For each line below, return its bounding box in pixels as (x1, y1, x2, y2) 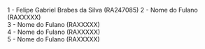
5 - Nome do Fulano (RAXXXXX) (7, 35, 100, 43)
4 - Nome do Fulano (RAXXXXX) (7, 28, 101, 36)
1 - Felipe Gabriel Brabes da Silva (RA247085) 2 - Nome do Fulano (7, 6, 198, 14)
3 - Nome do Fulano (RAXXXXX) (7, 21, 100, 28)
